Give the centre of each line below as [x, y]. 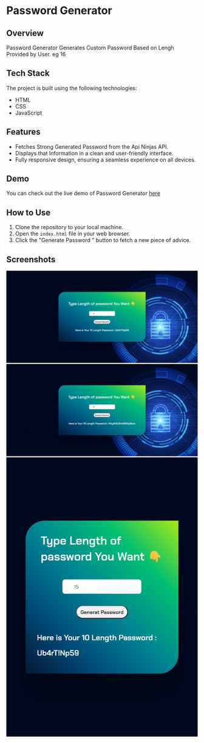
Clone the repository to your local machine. [69, 227]
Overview [25, 33]
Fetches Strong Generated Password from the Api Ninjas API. [92, 146]
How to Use [29, 212]
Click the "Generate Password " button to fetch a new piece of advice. [103, 240]
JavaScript [29, 113]
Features [23, 132]
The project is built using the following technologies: [72, 88]
